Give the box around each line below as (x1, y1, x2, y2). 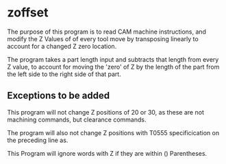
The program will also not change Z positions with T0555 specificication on (7, 128, 220, 137)
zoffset (7, 5, 49, 21)
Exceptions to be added (7, 90, 110, 102)
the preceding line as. (7, 136, 68, 144)
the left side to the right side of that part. (7, 70, 121, 78)
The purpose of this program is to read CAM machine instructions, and (7, 27, 207, 36)
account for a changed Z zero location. (7, 42, 117, 50)
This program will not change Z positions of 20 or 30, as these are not (7, 108, 204, 116)
